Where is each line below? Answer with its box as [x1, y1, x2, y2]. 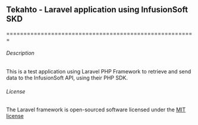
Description [6, 50, 34, 57]
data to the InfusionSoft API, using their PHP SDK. [6, 74, 128, 82]
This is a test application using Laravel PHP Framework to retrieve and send [6, 68, 191, 75]
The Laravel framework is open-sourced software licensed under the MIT [6, 106, 186, 113]
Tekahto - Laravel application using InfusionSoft [6, 5, 188, 15]
